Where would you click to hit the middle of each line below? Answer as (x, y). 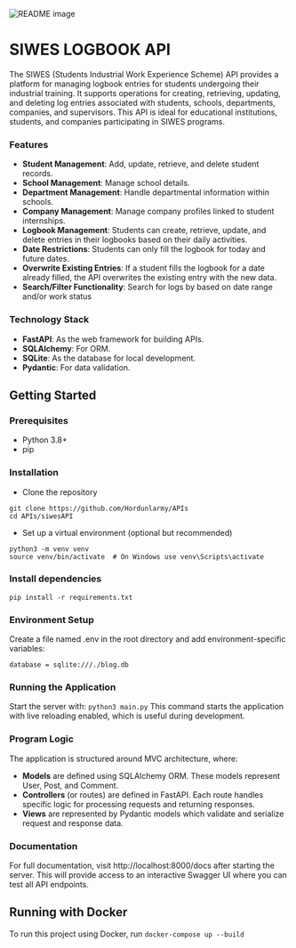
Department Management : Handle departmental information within (145, 192)
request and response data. (72, 822)
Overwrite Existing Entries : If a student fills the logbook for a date (143, 268)
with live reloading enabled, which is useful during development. (127, 716)
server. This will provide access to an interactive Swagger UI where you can (148, 875)
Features (29, 144)
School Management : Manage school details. (106, 183)
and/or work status (57, 296)
